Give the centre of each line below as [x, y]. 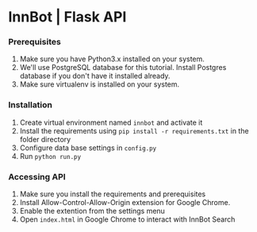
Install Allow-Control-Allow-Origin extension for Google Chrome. [125, 203]
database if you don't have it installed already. [95, 76]
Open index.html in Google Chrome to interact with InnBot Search [127, 219]
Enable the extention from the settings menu [92, 211]
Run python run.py [50, 156]
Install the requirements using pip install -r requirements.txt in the [134, 130]
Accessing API [37, 176]
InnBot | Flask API [67, 17]
